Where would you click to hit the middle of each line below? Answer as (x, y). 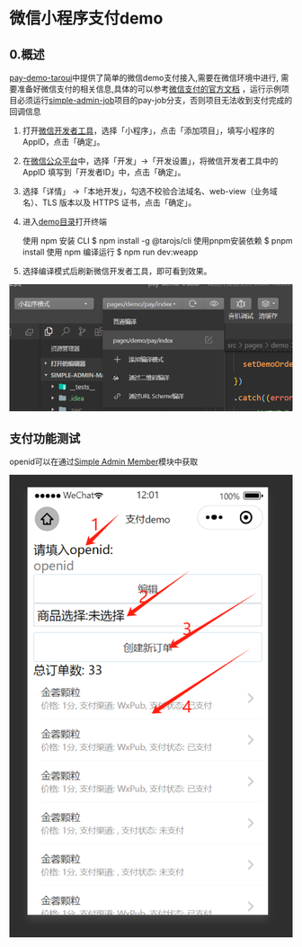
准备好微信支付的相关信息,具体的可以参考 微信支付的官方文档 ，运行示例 (149, 89)
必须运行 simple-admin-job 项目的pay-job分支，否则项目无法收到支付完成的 (155, 100)
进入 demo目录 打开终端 (65, 222)
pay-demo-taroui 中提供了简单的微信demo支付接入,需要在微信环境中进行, (144, 78)
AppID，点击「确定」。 (63, 142)
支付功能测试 (45, 438)
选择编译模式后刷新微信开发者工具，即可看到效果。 (117, 271)
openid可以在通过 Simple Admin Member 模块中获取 (104, 462)
